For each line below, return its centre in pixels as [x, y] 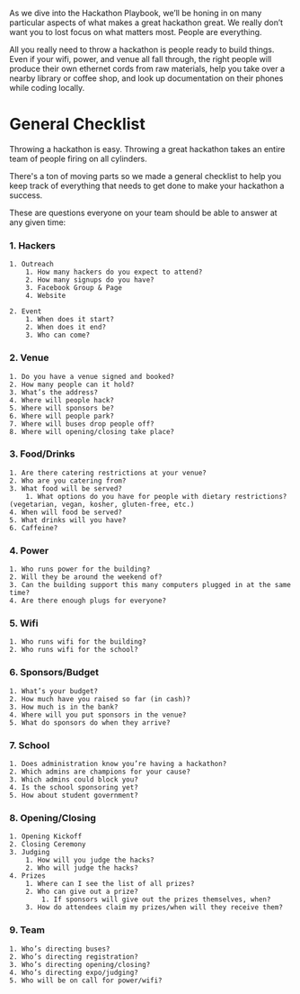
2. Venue [29, 357]
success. [26, 195]
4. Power [29, 550]
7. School [30, 745]
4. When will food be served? [66, 512]
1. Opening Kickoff [46, 836]
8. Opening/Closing [53, 818]
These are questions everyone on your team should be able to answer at [143, 212]
